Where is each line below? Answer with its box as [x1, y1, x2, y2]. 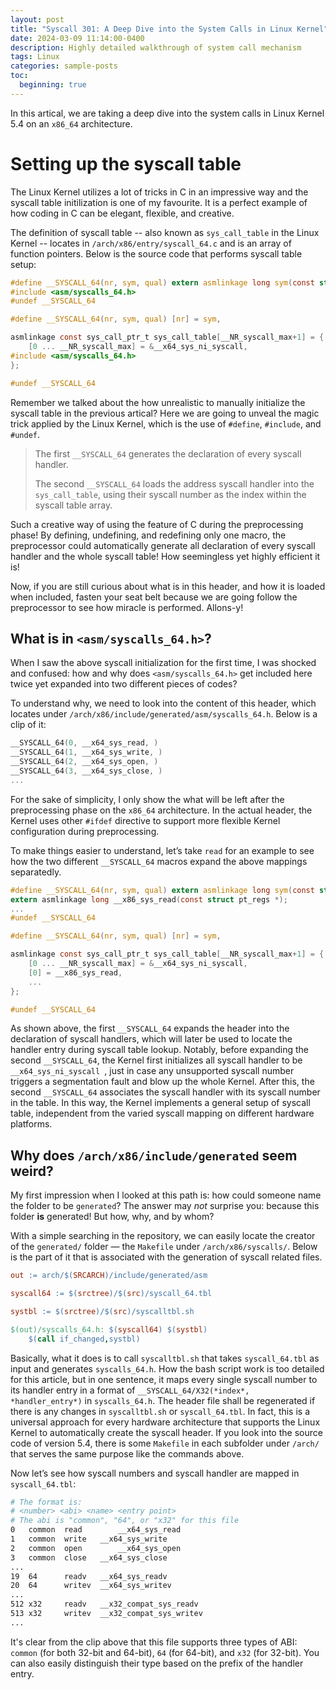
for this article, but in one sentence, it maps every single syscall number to [10, 1373, 318, 1385]
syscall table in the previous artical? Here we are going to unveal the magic [10, 407, 320, 419]
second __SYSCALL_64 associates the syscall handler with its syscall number [10, 1086, 321, 1098]
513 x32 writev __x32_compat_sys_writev [10, 1609, 203, 1619]
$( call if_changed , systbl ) [28, 1334, 141, 1344]
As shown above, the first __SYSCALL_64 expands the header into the [10, 1022, 290, 1035]
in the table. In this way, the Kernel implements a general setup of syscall [10, 1097, 311, 1109]
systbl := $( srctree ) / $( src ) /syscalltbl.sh [10, 1306, 195, 1316]
